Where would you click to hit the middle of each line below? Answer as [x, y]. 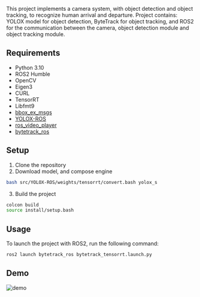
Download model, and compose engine [64, 171]
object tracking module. [36, 34]
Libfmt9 [25, 106]
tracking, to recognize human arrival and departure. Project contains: [92, 15]
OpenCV [26, 80]
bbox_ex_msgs [33, 112]
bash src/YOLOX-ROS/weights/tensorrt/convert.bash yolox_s [82, 182]
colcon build [23, 205]
